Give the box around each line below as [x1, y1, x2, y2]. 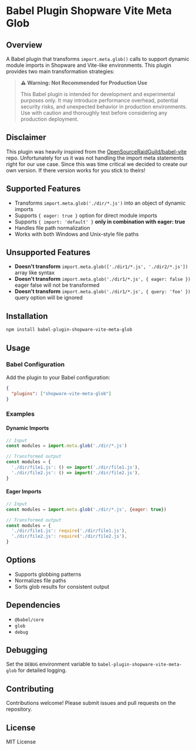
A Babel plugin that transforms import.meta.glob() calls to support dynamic [6, 56, 190, 62]
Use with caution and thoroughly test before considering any [20, 110, 168, 116]
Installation [6, 311, 48, 321]
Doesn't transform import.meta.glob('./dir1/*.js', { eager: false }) [14, 276, 191, 283]
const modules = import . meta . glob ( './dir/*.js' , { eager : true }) [6, 506, 167, 513]
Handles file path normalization [14, 224, 90, 231]
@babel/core [14, 617, 44, 623]
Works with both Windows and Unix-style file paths [14, 230, 139, 237]
